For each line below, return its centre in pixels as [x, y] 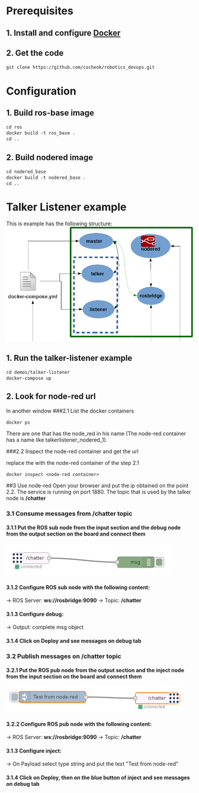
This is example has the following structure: [59, 224]
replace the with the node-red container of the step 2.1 [73, 462]
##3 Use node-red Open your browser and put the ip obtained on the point [97, 485]
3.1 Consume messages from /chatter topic [69, 514]
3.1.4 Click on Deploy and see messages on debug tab [74, 641]
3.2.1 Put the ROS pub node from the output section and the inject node [95, 671]
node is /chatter [26, 498]
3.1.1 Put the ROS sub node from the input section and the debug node [94, 528]
